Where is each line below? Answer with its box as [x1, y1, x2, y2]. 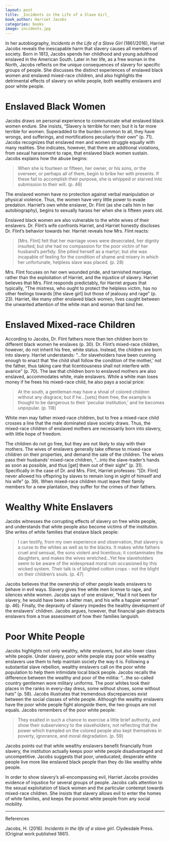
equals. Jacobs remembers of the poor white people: [5, 707, 116, 713]
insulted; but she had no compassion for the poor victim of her [17, 243, 148, 249]
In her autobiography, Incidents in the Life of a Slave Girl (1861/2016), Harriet [5, 40, 165, 46]
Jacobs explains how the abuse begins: [5, 156, 88, 162]
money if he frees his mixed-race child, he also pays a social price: [5, 379, 145, 385]
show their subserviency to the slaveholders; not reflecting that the [17, 722, 158, 728]
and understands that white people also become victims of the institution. [5, 523, 158, 529]
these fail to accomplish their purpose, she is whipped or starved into [17, 176, 162, 182]
